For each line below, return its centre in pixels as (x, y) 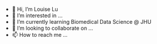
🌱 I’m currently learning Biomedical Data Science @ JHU (81, 22)
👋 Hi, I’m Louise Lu (35, 9)
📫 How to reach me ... (40, 35)
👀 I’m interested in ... (37, 15)
